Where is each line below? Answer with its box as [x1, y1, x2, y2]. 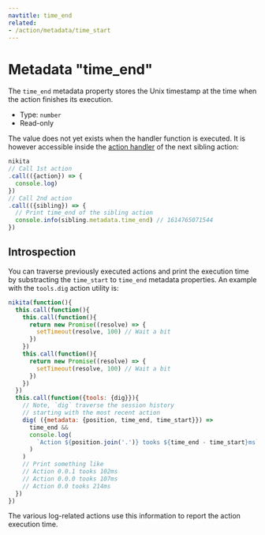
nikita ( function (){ [8, 298, 73, 307]
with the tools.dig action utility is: [8, 283, 119, 292]
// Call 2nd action [8, 194, 73, 202]
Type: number [19, 110, 62, 119]
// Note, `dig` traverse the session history [22, 401, 175, 409]
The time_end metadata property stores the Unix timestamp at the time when [8, 86, 257, 96]
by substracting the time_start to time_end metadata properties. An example [8, 274, 257, 284]
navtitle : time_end [8, 11, 73, 20]
